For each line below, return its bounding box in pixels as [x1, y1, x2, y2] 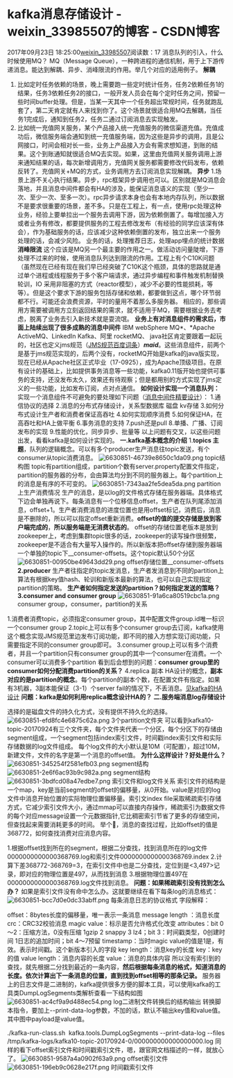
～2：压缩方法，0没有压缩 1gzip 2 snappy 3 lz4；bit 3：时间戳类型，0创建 [7, 928, 220, 936]
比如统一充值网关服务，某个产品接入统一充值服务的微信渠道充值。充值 [17, 123, 218, 132]
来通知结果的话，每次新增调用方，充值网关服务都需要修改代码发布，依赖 [17, 158, 224, 167]
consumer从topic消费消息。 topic [17, 453, 220, 462]
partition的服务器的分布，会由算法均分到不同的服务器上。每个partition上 [17, 470, 223, 479]
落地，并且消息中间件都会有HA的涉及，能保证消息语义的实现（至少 [17, 184, 209, 192]
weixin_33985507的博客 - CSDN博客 [7, 24, 220, 40]
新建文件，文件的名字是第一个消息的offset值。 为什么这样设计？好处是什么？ [7, 751, 226, 759]
